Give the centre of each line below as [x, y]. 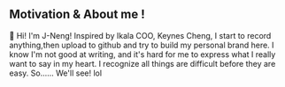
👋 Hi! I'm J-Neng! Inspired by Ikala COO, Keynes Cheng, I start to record [140, 35]
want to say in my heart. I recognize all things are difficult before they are [142, 63]
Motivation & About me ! [77, 14]
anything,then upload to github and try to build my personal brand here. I [142, 45]
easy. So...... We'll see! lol [56, 73]
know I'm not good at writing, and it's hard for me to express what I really [142, 54]
